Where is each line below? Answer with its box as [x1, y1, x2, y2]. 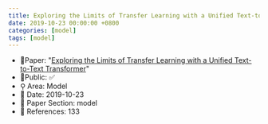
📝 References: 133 [19, 107, 80, 116]
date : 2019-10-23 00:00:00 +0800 [8, 19, 120, 27]
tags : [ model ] [8, 33, 56, 42]
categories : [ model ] [8, 26, 77, 34]
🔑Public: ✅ [19, 72, 56, 82]
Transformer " [45, 64, 90, 74]
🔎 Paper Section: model [19, 99, 98, 108]
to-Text [19, 64, 44, 74]
